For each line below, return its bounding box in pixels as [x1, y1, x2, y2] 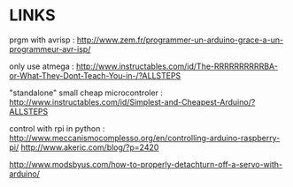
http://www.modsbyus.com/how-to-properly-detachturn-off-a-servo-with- [9, 159, 283, 169]
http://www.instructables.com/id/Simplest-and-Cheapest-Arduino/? [9, 96, 256, 107]
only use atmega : [9, 61, 74, 71]
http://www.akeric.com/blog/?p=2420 [20, 142, 159, 153]
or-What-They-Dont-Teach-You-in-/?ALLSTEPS [9, 70, 181, 80]
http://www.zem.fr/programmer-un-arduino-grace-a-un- [76, 34, 284, 45]
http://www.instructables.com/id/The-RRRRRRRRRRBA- [75, 61, 279, 71]
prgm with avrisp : [9, 34, 75, 45]
